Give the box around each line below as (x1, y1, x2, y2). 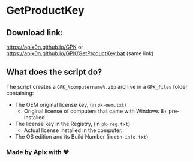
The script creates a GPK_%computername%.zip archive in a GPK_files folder (6, 83, 188, 90)
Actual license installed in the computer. (23, 127, 123, 134)
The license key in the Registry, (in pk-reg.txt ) (14, 120, 131, 127)
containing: (6, 89, 34, 97)
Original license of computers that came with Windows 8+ (23, 107, 168, 115)
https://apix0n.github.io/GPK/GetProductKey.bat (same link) (6, 50, 154, 57)
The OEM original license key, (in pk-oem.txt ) (14, 101, 127, 108)
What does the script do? (6, 67, 102, 77)
